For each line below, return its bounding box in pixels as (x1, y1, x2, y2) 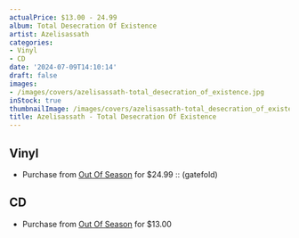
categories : (9, 37, 53, 47)
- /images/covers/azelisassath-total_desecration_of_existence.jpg (9, 87, 265, 96)
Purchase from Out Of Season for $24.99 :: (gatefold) (21, 168, 218, 179)
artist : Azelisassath (9, 29, 90, 38)
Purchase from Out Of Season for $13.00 (21, 218, 172, 229)
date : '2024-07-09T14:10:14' (9, 63, 117, 72)
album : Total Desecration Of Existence (9, 21, 158, 30)
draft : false (9, 71, 58, 80)
